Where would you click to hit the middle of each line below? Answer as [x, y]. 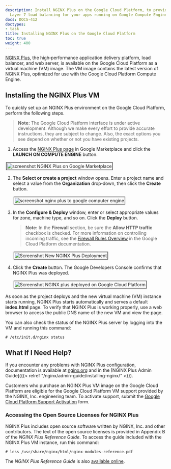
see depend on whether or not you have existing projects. [78, 139]
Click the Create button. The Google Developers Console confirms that [87, 267]
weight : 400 [18, 43]
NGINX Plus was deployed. [41, 272]
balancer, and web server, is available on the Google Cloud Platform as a [81, 63]
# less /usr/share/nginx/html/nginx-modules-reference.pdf [69, 452]
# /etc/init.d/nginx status [35, 337]
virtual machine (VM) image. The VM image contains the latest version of [82, 68]
